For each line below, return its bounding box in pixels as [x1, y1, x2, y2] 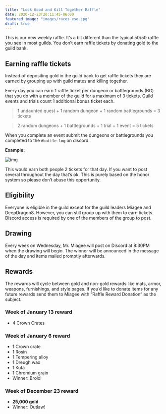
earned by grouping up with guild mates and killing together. [5, 78, 128, 84]
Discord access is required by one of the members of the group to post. [5, 215, 152, 221]
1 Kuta [12, 365, 25, 371]
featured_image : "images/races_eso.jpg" [5, 16, 90, 21]
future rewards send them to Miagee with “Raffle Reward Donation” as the [5, 291, 156, 297]
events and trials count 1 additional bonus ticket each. [5, 98, 115, 104]
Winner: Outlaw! [12, 404, 46, 410]
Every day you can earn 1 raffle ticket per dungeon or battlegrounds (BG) [5, 88, 154, 94]
